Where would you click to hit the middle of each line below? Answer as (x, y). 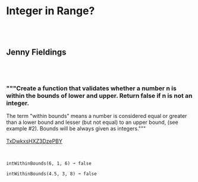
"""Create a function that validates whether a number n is (91, 88)
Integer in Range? (51, 11)
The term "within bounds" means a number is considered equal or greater (97, 116)
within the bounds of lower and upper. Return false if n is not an (99, 95)
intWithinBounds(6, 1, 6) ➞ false (49, 164)
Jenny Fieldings (36, 52)
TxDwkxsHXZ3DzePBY (34, 141)
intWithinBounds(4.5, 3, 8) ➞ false (51, 174)
